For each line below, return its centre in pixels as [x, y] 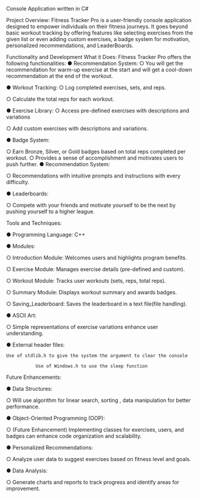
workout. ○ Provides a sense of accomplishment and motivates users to [95, 158]
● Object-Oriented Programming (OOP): [56, 418]
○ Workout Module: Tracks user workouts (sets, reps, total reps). [86, 281]
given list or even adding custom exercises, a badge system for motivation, [98, 39]
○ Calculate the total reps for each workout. [60, 99]
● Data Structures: [29, 389]
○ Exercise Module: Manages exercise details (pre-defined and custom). [96, 269]
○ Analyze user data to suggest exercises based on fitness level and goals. [99, 459]
